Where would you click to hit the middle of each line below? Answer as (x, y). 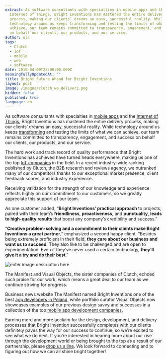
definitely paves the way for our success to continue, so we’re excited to (79, 330)
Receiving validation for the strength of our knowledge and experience (78, 188)
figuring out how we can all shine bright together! (56, 352)
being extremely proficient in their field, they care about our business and (82, 239)
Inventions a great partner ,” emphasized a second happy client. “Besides (81, 234)
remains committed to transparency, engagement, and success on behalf (80, 138)
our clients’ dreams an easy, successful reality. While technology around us (83, 127)
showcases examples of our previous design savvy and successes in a (78, 305)
